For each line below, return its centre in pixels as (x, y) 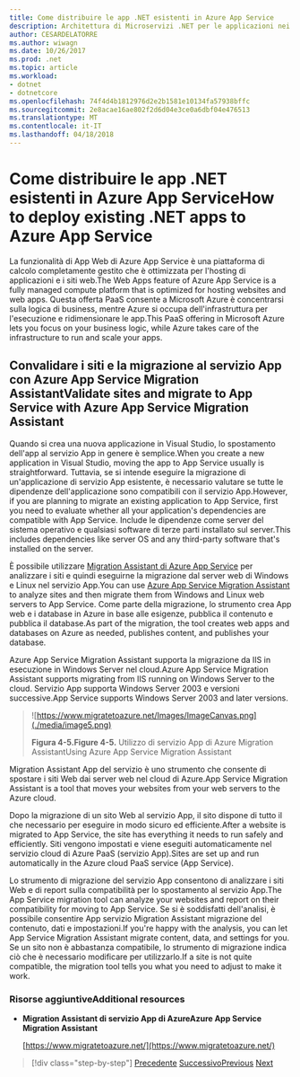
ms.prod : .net (36, 59)
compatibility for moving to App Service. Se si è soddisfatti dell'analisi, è (142, 909)
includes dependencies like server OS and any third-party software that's (145, 539)
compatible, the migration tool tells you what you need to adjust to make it (146, 966)
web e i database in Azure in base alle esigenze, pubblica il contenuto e (141, 614)
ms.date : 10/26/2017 (48, 51)
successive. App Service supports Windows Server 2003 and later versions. (149, 698)
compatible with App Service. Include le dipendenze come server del (137, 520)
